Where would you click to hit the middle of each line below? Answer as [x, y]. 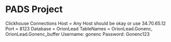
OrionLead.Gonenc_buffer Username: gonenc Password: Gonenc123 [78, 34]
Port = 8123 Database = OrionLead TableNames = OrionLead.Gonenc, [79, 28]
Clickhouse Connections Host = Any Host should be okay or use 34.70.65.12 [85, 23]
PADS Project [34, 9]
